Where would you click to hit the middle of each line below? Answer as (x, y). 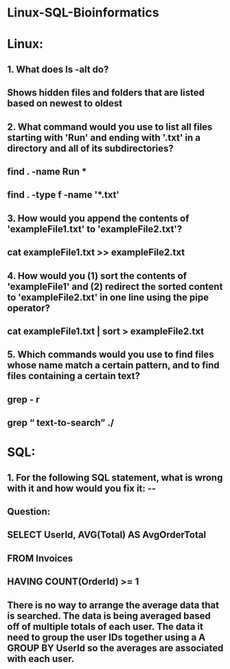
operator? (28, 308)
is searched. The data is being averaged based (109, 616)
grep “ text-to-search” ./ (61, 423)
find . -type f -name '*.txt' (64, 195)
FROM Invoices (40, 558)
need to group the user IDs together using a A (106, 637)
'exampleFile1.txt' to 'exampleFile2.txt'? (95, 229)
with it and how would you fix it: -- (82, 488)
